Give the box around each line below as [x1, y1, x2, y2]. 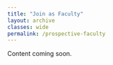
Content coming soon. [7, 49, 72, 58]
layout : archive [7, 17, 55, 24]
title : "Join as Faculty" [7, 10, 83, 18]
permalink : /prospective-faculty [7, 30, 106, 37]
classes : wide [7, 23, 49, 30]
